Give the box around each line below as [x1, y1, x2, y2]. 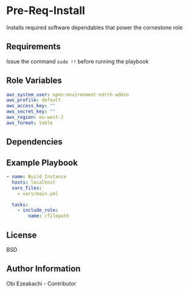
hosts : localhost [12, 179, 56, 185]
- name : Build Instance [6, 174, 67, 180]
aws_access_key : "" [6, 103, 56, 109]
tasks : [12, 202, 29, 208]
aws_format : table [6, 119, 53, 126]
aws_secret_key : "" [6, 109, 56, 115]
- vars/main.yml [17, 190, 59, 197]
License [6, 230, 37, 240]
